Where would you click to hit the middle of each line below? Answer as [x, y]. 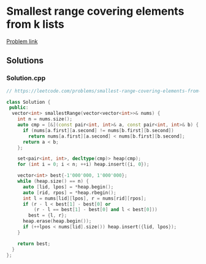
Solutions [25, 60]
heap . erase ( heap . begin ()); [57, 221]
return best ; [34, 244]
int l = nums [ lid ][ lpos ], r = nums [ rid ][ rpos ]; [85, 198]
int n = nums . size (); [45, 119]
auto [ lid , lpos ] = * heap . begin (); [68, 187]
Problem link [22, 41]
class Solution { [29, 102]
